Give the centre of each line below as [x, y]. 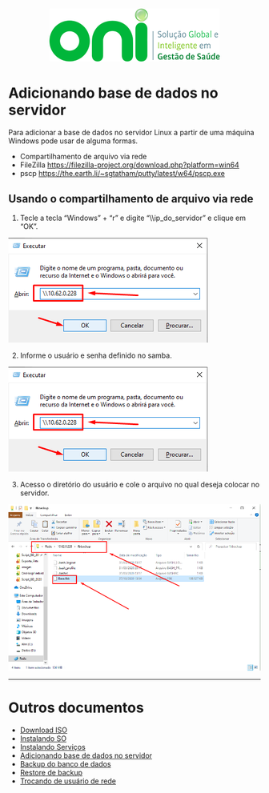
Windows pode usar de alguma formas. [73, 141]
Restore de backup [51, 772]
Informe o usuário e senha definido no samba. [96, 355]
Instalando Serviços [52, 747]
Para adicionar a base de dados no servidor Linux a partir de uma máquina [131, 133]
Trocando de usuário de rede [68, 781]
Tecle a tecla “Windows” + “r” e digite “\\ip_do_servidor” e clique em [133, 218]
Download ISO [44, 730]
